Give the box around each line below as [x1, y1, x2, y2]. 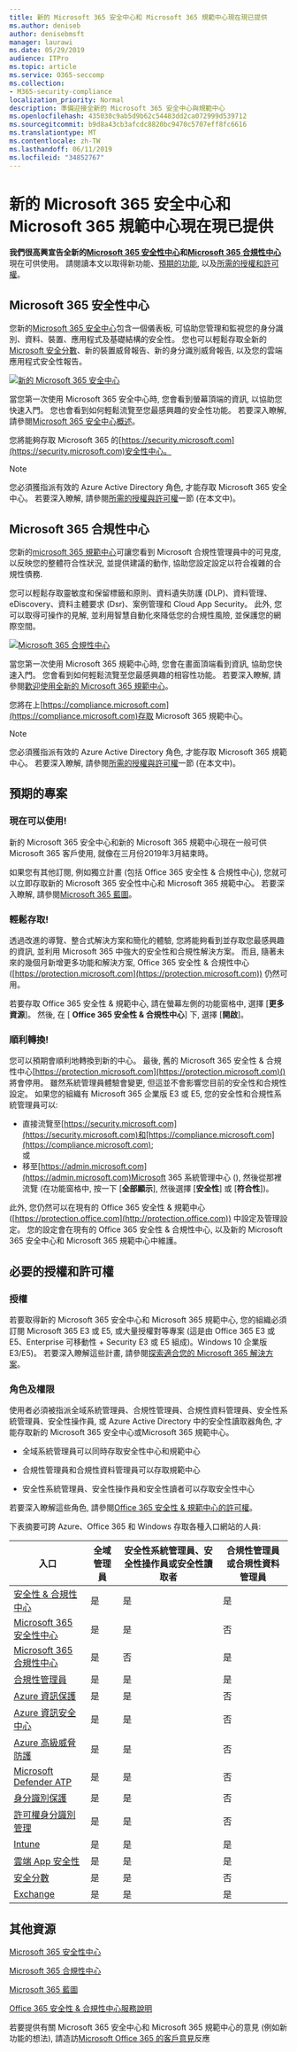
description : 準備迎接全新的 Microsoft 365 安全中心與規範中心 [9, 104, 225, 113]
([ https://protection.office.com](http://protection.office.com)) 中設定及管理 [9, 1213, 280, 1224]
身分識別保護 [13, 1792, 68, 1805]
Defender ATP [13, 1776, 72, 1789]
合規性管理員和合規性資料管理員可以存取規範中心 [21, 1464, 201, 1476]
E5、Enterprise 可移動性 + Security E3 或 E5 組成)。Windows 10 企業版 [9, 1337, 268, 1347]
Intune [13, 1838, 41, 1851]
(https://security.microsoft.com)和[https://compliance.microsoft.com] [21, 1129, 276, 1140]
